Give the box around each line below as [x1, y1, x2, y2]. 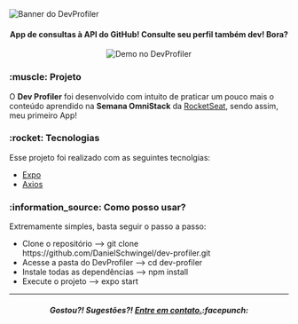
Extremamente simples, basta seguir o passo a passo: [9, 221, 207, 232]
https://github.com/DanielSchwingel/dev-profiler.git [21, 248, 211, 258]
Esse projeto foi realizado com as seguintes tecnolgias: [9, 152, 211, 162]
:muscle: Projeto [9, 71, 82, 83]
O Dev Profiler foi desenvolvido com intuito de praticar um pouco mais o [9, 91, 275, 101]
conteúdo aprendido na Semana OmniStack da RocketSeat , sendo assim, [9, 100, 279, 111]
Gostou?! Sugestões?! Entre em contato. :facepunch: [49, 304, 249, 315]
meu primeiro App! [9, 110, 78, 121]
